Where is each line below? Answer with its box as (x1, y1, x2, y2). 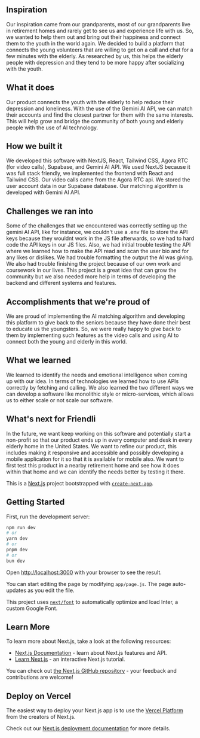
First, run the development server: (6, 513, 90, 520)
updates (6, 587, 27, 594)
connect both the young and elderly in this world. (6, 338, 127, 345)
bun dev (6, 558, 26, 564)
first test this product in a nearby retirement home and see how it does (6, 461, 180, 469)
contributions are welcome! (6, 673, 73, 681)
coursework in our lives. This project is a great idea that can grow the (6, 266, 177, 274)
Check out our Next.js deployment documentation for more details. (6, 725, 171, 732)
